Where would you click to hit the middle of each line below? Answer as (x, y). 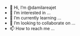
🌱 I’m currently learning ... (35, 18)
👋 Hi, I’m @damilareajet (33, 8)
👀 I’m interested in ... (30, 13)
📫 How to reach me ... (32, 28)
